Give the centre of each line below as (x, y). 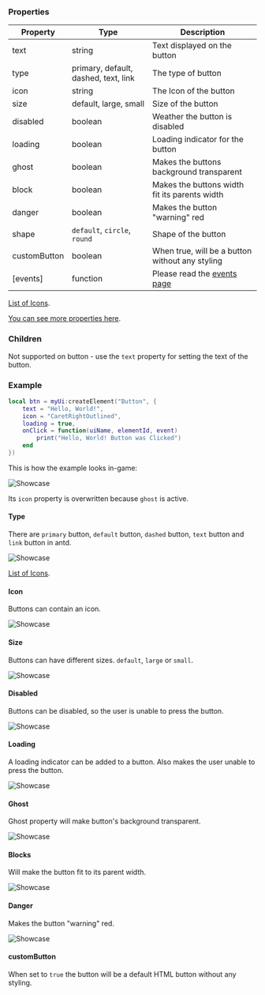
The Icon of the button (194, 91)
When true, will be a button (202, 251)
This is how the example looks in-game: (73, 468)
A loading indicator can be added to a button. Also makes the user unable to (132, 762)
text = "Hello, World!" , (63, 409)
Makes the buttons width (198, 185)
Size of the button (185, 104)
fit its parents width (188, 194)
